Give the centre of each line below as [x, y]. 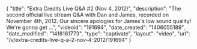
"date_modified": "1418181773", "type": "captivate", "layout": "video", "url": [98, 34]
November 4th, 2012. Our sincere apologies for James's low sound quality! [99, 21]
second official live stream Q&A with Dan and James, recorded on [88, 15]
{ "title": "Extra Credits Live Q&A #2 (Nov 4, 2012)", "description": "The [94, 9]
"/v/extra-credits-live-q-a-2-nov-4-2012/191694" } [69, 40]
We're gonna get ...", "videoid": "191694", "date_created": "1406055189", [96, 27]
